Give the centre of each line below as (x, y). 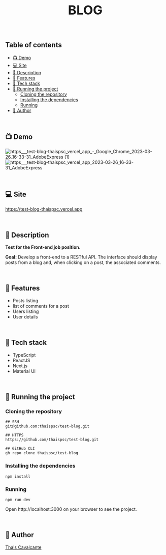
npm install (18, 476)
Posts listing (25, 300)
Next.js (20, 366)
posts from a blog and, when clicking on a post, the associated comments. (83, 262)
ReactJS (21, 360)
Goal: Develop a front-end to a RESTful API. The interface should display (81, 257)
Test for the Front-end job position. (43, 247)
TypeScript (24, 355)
